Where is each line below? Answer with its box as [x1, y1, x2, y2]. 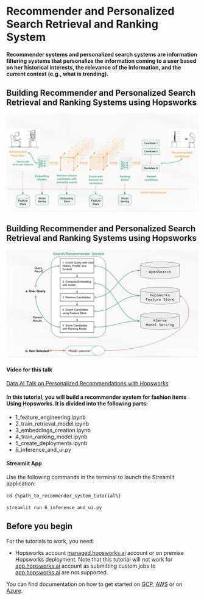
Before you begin [6, 521, 73, 532]
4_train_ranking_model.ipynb [15, 433, 88, 440]
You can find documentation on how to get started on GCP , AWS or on [6, 580, 183, 588]
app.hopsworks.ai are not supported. [15, 568, 108, 576]
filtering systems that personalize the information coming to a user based [6, 57, 197, 65]
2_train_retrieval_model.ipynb [15, 420, 90, 427]
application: [6, 480, 36, 487]
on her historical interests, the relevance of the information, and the [6, 63, 181, 71]
